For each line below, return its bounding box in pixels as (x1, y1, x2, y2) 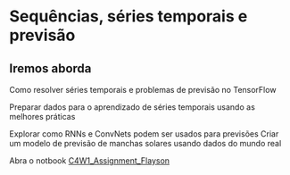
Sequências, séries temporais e (9, 6, 248, 27)
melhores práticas (9, 112, 76, 121)
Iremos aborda (9, 61, 92, 76)
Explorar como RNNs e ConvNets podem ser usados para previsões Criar (9, 129, 279, 139)
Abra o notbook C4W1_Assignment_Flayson (9, 155, 170, 166)
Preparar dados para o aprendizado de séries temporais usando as (9, 102, 256, 112)
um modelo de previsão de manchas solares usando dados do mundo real (9, 138, 282, 148)
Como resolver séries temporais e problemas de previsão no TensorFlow (9, 85, 277, 95)
